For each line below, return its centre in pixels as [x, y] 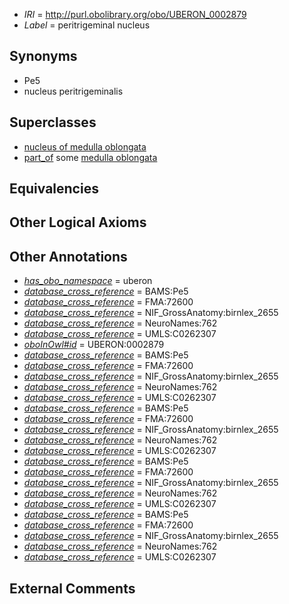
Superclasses [53, 122]
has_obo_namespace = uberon [88, 281]
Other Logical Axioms [78, 222]
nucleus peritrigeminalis [73, 91]
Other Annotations [68, 256]
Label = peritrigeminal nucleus [87, 25]
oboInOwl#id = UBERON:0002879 [94, 345]
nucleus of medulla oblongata [85, 146]
